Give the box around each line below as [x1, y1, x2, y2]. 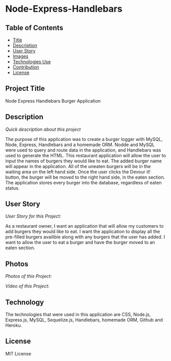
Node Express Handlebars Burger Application [5, 98, 101, 104]
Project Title [5, 84, 45, 93]
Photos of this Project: [5, 273, 52, 279]
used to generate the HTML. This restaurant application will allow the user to [5, 152, 166, 158]
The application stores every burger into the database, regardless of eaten [5, 179, 162, 185]
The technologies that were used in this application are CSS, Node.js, [5, 311, 151, 318]
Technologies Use [12, 59, 51, 64]
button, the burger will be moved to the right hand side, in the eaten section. [5, 174, 165, 180]
